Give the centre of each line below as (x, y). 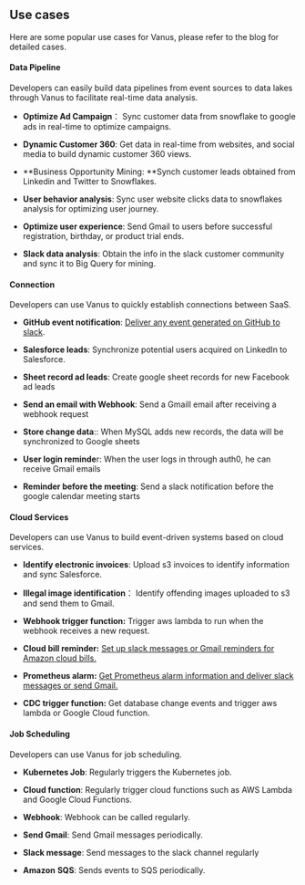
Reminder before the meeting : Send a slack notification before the (148, 486)
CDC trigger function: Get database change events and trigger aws (150, 703)
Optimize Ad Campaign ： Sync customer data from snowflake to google (159, 117)
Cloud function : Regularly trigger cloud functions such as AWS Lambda (158, 789)
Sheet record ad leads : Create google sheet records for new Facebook (156, 377)
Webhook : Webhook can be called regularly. (107, 817)
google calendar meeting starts (81, 496)
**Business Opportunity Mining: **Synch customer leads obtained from (159, 172)
